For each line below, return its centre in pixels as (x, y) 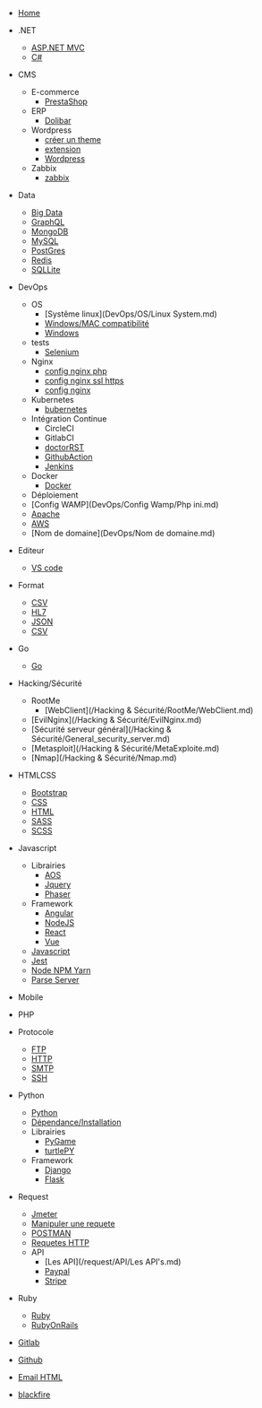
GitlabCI (59, 438)
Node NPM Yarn (61, 970)
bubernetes (66, 409)
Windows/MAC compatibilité (97, 323)
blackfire (34, 1395)
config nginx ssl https (84, 381)
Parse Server (55, 980)
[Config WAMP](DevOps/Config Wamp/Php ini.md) (125, 504)
